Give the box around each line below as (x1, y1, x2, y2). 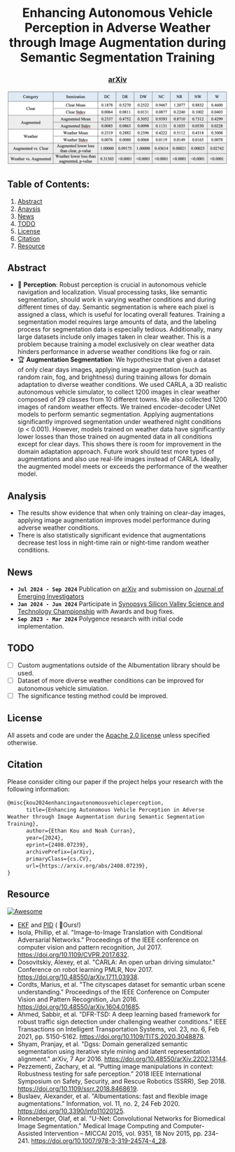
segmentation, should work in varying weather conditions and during (17, 296, 216, 304)
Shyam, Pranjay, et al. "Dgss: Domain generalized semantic (17, 1039, 188, 1048)
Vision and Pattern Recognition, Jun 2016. (17, 995, 138, 1003)
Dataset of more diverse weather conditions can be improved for (17, 676, 204, 685)
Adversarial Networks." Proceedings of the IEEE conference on (17, 935, 199, 944)
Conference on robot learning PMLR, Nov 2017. (17, 965, 153, 973)
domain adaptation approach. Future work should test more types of (17, 447, 215, 456)
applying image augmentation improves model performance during (17, 516, 211, 525)
